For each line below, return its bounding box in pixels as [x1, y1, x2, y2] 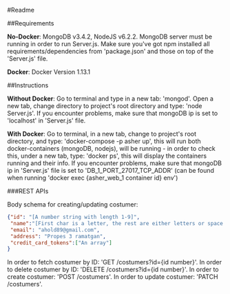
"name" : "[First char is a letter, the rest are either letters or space [10, 220, 224, 227]
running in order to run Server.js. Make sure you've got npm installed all [7, 40, 210, 48]
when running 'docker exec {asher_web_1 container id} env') [7, 174, 178, 182]
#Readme [7, 6, 34, 14]
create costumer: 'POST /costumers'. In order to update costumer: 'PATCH [7, 273, 218, 281]
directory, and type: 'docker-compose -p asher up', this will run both [7, 137, 201, 145]
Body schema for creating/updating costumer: [7, 200, 138, 209]
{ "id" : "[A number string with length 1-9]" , [7, 213, 140, 220]
